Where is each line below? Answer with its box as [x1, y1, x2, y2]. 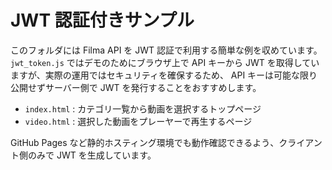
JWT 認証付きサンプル [10, 9, 195, 32]
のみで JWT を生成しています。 [27, 149, 157, 161]
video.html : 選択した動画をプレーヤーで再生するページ [24, 115, 253, 127]
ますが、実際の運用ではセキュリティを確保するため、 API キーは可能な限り [10, 69, 318, 81]
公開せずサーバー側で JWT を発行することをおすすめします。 [10, 81, 262, 93]
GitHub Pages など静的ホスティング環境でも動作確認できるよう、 [10, 136, 280, 148]
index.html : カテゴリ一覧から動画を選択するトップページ [24, 102, 262, 115]
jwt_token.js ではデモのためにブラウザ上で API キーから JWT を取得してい [10, 56, 320, 68]
